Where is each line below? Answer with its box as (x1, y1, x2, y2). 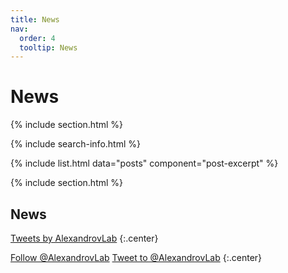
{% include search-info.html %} (10, 138, 141, 150)
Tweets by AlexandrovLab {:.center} (10, 232, 159, 244)
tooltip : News (19, 42, 78, 53)
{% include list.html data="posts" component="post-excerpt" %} (10, 157, 279, 170)
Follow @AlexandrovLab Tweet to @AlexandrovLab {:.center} (10, 252, 263, 263)
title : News (10, 14, 60, 25)
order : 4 (19, 33, 56, 43)
